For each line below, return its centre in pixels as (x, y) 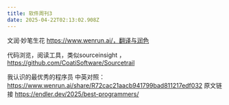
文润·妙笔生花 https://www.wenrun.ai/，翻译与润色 (78, 40)
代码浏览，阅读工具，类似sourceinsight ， (66, 55)
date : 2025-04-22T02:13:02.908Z (53, 20)
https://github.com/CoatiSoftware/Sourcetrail (71, 62)
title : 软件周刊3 (30, 13)
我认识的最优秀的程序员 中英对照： (56, 77)
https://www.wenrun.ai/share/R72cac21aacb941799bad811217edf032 (105, 85)
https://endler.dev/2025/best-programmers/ (77, 94)
